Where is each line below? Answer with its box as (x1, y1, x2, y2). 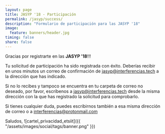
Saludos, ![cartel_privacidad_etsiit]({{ (5, 118, 81, 124)
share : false (5, 40, 32, 45)
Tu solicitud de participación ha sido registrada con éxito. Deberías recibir (5, 63, 156, 68)
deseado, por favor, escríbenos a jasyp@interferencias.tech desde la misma (5, 88, 160, 94)
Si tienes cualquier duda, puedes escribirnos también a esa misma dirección (5, 103, 161, 109)
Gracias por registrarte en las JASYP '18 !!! (5, 53, 91, 59)
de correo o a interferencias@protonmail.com (5, 108, 98, 114)
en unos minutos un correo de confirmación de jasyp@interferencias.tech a (5, 68, 159, 74)
